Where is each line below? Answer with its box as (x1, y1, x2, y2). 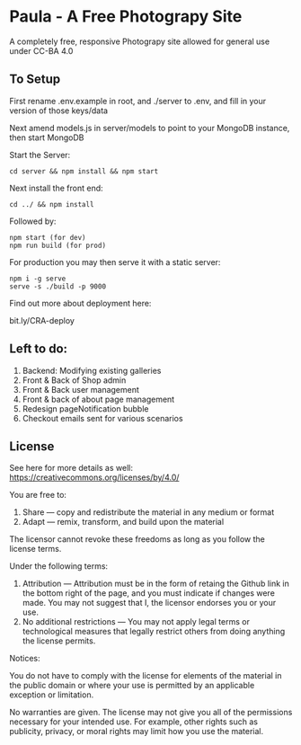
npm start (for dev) (9, 233, 87, 242)
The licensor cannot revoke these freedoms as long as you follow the (9, 534, 265, 545)
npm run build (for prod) (9, 241, 106, 250)
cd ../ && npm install (9, 200, 94, 208)
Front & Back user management (22, 384, 139, 395)
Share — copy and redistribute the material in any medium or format (22, 507, 275, 518)
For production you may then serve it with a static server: (9, 256, 221, 267)
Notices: (9, 653, 40, 664)
